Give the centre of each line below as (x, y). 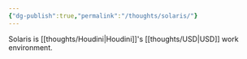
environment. (30, 47)
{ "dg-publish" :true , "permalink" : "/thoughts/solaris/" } (103, 16)
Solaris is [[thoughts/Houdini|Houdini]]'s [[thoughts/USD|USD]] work (123, 39)
